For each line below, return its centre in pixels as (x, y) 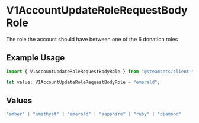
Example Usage (36, 58)
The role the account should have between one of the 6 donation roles (92, 39)
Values (19, 100)
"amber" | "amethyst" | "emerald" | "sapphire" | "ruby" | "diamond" (94, 114)
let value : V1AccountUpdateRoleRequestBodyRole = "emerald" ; (83, 82)
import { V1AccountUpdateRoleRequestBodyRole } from (73, 72)
